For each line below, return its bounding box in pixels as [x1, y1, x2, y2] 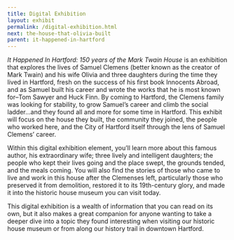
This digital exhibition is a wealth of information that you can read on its [7, 202, 214, 211]
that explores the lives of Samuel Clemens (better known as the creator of [7, 63, 221, 72]
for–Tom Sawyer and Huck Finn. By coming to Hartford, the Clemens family [7, 93, 224, 102]
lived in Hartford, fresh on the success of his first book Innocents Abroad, [7, 78, 219, 86]
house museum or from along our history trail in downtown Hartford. [7, 225, 205, 233]
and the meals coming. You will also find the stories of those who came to [7, 166, 221, 175]
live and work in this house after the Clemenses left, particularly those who [7, 173, 223, 182]
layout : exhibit [7, 17, 55, 24]
